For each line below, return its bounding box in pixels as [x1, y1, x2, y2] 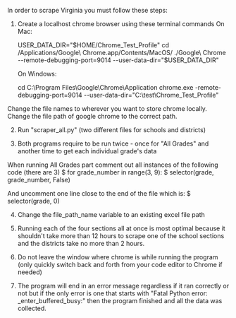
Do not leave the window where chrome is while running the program [17, 253, 218, 261]
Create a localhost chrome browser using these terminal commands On [17, 20, 225, 28]
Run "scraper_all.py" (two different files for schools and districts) [17, 126, 206, 134]
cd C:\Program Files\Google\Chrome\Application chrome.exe [17, 83, 194, 91]
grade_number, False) [7, 176, 70, 184]
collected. [17, 304, 47, 312]
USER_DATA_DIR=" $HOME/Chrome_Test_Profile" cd [17, 41, 170, 49]
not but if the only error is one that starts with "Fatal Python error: [17, 289, 208, 298]
